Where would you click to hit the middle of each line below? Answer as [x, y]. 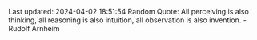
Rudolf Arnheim [34, 28]
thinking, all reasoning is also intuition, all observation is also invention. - [127, 20]
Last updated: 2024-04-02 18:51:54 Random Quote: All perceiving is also [129, 12]
